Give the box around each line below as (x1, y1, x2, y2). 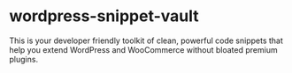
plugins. (9, 54, 38, 64)
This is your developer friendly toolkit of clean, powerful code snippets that (9, 35, 283, 46)
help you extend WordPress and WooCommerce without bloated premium (9, 44, 278, 55)
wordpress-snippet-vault (9, 6, 199, 26)
